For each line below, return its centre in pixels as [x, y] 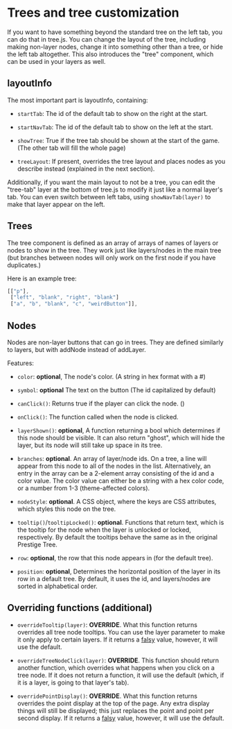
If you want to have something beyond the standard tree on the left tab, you [115, 32]
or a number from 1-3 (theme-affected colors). [83, 488]
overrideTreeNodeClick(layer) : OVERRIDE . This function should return [118, 660]
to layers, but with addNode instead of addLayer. [77, 350]
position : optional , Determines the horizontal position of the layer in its [119, 571]
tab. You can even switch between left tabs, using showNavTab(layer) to [109, 196]
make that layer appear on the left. [56, 204]
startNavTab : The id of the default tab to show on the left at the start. [115, 127]
